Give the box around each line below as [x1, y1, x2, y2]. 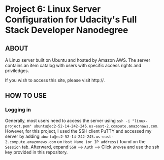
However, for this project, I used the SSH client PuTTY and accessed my [5, 128, 152, 134]
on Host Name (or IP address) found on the [57, 138, 146, 144]
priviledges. [5, 68, 29, 74]
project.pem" [5, 123, 32, 129]
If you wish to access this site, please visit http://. [5, 78, 105, 83]
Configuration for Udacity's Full [5, 14, 137, 25]
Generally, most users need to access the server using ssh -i [5, 118, 131, 123]
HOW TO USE [5, 91, 47, 100]
